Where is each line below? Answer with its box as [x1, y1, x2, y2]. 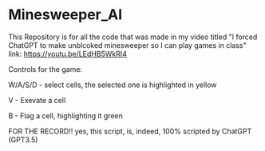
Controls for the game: [8, 64, 82, 74]
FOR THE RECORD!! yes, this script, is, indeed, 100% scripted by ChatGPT [8, 126, 252, 136]
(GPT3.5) [8, 134, 38, 145]
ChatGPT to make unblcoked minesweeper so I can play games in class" [8, 40, 247, 50]
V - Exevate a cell [8, 95, 66, 105]
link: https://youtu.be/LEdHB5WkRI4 [8, 49, 128, 58]
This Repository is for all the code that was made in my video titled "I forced [8, 32, 258, 42]
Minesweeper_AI [8, 6, 123, 24]
